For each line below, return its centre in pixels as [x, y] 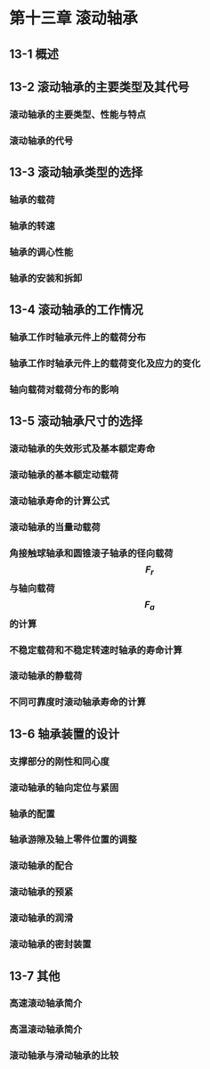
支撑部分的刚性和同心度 [59, 761]
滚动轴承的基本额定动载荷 [64, 475]
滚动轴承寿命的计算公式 [59, 502]
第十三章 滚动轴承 [73, 18]
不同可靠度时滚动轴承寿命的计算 [78, 702]
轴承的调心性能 [41, 252]
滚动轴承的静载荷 [46, 676]
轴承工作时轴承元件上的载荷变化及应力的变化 [105, 363]
